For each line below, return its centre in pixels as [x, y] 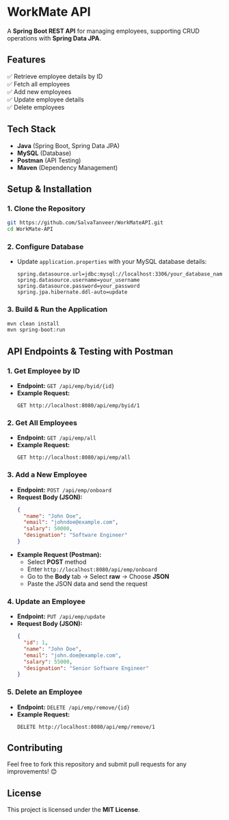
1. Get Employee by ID [44, 371]
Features [26, 60]
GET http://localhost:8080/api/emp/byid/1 [78, 406]
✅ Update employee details [45, 99]
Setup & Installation [50, 189]
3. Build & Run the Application [57, 309]
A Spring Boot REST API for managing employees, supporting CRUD [104, 31]
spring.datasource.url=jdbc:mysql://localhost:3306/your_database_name [121, 274]
